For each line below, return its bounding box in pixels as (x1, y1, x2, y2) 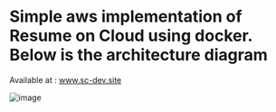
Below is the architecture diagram (9, 45, 269, 65)
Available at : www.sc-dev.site (9, 74, 122, 85)
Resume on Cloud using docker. (9, 25, 253, 46)
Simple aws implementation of (9, 6, 243, 27)
